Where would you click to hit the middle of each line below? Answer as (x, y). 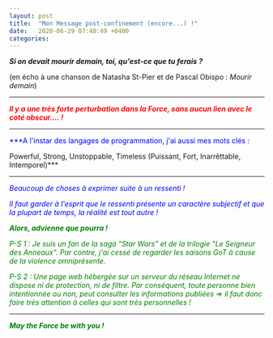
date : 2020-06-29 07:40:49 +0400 (69, 31)
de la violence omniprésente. (58, 261)
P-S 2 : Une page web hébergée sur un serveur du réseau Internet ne (125, 277)
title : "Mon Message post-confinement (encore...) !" (104, 23)
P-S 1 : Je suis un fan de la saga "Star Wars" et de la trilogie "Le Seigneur (132, 244)
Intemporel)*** (34, 165)
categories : (29, 38)
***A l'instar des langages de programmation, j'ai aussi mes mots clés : (130, 141)
